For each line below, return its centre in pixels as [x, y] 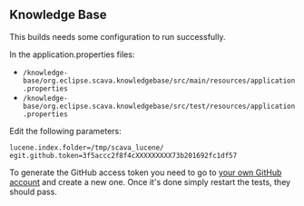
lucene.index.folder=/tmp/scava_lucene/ [87, 147]
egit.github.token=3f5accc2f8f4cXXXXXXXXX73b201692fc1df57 [123, 155]
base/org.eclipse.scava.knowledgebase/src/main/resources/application [159, 81]
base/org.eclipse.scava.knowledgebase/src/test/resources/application [159, 106]
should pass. [33, 191]
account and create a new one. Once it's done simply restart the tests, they [150, 181]
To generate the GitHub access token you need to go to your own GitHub [146, 172]
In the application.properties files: [72, 54]
